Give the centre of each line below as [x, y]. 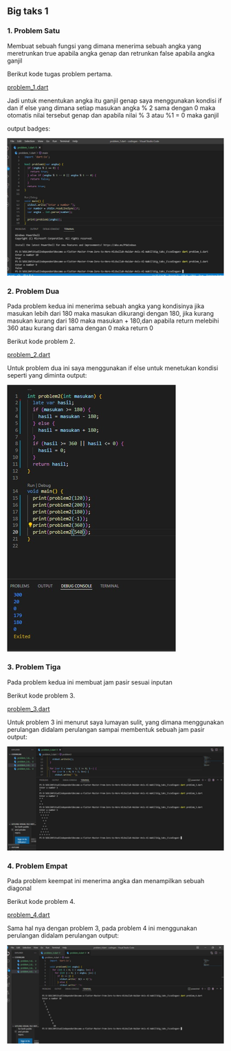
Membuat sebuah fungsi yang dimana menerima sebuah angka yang [104, 46]
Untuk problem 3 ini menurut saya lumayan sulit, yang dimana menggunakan [115, 722]
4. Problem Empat [37, 866]
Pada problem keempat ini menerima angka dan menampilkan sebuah [106, 881]
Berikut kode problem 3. [41, 695]
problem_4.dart [29, 915]
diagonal [20, 888]
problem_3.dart [29, 708]
